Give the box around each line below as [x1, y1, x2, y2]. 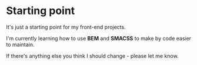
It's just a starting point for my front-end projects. [6, 23, 126, 30]
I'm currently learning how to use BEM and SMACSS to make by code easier [6, 35, 192, 42]
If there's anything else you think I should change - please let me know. [6, 52, 179, 59]
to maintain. [6, 41, 35, 48]
